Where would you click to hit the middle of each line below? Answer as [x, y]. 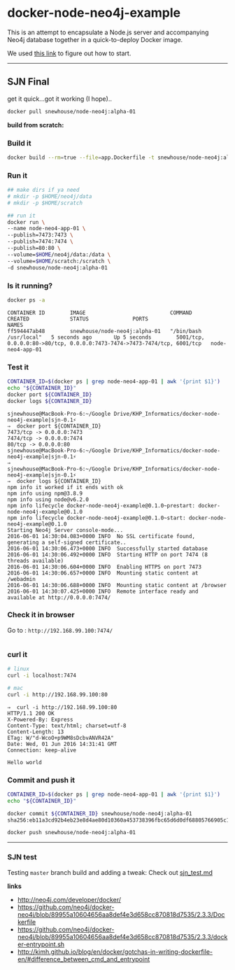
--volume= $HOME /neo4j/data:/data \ [59, 254]
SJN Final [28, 82]
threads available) [36, 561]
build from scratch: [36, 125]
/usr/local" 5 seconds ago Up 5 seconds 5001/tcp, [106, 337]
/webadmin [22, 579]
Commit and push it [41, 780]
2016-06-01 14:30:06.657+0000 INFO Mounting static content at [103, 573]
